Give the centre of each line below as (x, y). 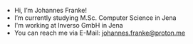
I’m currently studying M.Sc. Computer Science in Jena (95, 18)
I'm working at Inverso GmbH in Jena (68, 25)
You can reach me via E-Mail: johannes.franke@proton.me (100, 33)
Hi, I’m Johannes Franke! (51, 10)
